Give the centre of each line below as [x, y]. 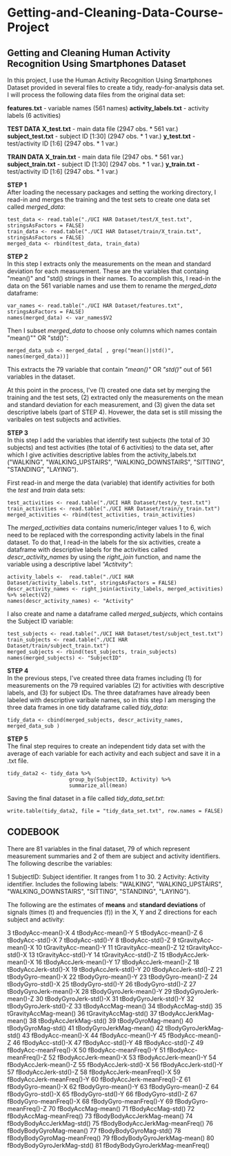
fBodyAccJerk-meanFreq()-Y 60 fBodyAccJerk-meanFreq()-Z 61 [99, 1079]
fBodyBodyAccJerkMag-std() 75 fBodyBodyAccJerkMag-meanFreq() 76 [110, 1123]
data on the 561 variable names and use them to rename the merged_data [112, 286]
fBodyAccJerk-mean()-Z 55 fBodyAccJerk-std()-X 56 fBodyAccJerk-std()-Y [115, 1064]
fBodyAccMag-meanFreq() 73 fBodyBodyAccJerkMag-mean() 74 [100, 1116]
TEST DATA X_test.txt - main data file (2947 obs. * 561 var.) [93, 129]
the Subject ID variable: [40, 621]
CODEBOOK [33, 832]
